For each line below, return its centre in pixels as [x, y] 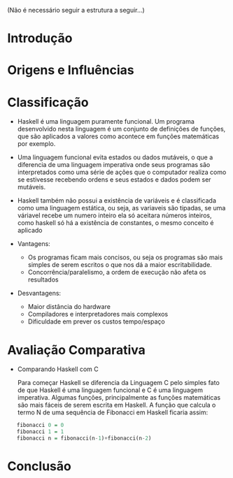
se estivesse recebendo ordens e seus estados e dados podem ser [114, 180]
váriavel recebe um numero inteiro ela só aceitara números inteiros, [114, 215]
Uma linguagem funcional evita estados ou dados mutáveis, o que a [115, 157]
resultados [43, 280]
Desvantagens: [39, 294]
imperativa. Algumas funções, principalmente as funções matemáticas [119, 398]
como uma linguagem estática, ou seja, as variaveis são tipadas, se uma [121, 208]
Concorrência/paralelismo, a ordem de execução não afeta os [117, 273]
